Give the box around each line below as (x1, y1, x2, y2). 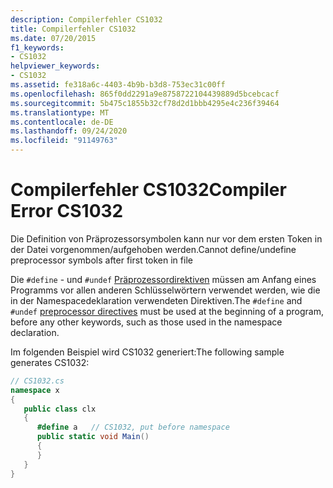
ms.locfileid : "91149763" (10, 136, 118, 146)
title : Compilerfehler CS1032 (10, 24, 137, 34)
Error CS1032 (10, 200, 124, 223)
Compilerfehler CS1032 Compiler (10, 179, 287, 201)
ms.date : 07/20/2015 (10, 33, 97, 43)
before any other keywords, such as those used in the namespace (10, 316, 283, 328)
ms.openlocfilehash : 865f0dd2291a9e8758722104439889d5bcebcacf (10, 89, 280, 99)
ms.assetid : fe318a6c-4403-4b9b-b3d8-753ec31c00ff (10, 80, 226, 90)
